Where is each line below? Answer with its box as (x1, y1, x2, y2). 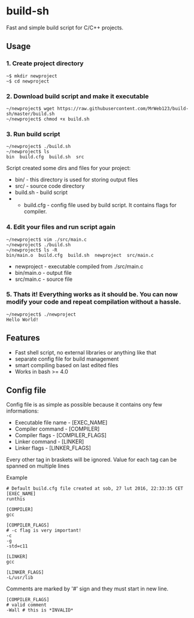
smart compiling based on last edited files (14, 361, 119, 369)
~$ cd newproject (6, 78, 50, 84)
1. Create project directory (6, 59, 84, 68)
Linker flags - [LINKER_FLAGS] (14, 444, 91, 452)
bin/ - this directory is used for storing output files (14, 176, 138, 183)
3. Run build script (6, 130, 60, 138)
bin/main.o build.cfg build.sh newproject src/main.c (6, 252, 154, 258)
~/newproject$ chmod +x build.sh (6, 116, 90, 122)
